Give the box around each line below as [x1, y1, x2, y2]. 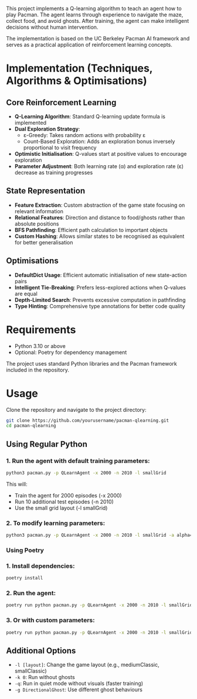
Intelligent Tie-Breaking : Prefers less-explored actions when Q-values [14, 284, 186, 291]
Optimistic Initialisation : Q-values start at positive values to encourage [14, 151, 187, 157]
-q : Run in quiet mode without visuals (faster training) [14, 680, 144, 687]
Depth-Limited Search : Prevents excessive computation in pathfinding [14, 296, 186, 304]
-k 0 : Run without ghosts [14, 674, 75, 681]
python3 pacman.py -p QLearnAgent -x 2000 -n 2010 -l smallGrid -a [6, 533, 175, 538]
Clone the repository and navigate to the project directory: [6, 406, 147, 413]
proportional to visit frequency [23, 144, 97, 151]
